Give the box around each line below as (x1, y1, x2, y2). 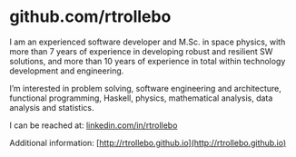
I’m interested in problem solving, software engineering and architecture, (9, 83, 281, 93)
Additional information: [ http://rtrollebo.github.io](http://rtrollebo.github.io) (9, 137, 287, 148)
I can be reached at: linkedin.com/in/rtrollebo (9, 120, 178, 131)
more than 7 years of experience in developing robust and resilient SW (9, 45, 273, 56)
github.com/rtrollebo (9, 6, 172, 27)
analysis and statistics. (9, 102, 94, 113)
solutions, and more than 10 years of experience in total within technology (9, 55, 286, 66)
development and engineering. (9, 65, 124, 76)
